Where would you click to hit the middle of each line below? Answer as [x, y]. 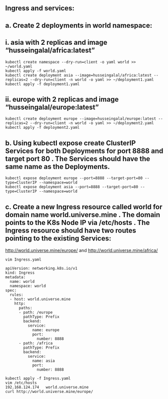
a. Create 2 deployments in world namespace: [79, 25]
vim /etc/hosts [21, 383]
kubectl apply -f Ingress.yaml [38, 379]
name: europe [46, 330]
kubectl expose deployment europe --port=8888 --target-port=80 [74, 178]
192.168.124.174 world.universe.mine [47, 387]
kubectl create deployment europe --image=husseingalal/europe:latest [81, 119]
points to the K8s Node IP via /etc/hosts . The [77, 223]
